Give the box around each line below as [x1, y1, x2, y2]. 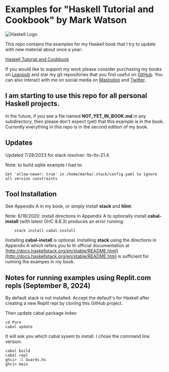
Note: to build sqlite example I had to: [5, 161, 83, 168]
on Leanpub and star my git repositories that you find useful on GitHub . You [5, 71, 163, 77]
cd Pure [5, 320, 22, 325]
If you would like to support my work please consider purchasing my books [5, 66, 162, 72]
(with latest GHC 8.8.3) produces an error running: [19, 218, 124, 224]
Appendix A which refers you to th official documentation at [5, 243, 130, 249]
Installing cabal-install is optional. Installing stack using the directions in [5, 237, 157, 243]
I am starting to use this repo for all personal [5, 91, 147, 100]
